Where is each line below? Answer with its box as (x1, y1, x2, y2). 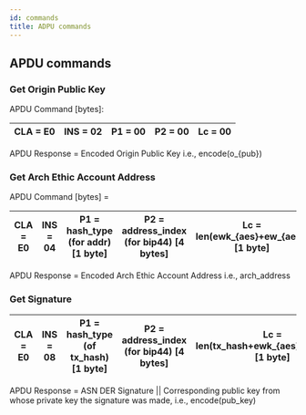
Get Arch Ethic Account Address (9, 171, 157, 183)
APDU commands (9, 56, 112, 71)
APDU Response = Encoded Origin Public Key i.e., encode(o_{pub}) (9, 148, 262, 160)
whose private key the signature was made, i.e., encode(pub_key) (9, 394, 257, 406)
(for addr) (67, 236, 112, 249)
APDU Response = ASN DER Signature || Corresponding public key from (9, 385, 280, 396)
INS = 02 (63, 125, 103, 138)
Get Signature (9, 293, 73, 306)
